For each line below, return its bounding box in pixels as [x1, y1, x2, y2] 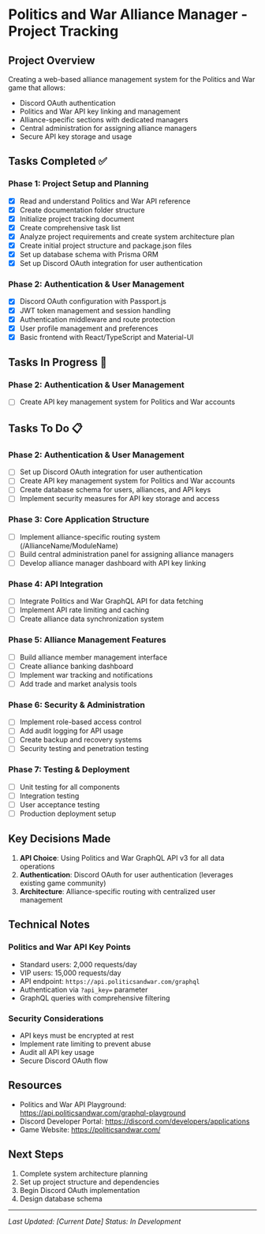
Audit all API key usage [19, 1047, 95, 1056]
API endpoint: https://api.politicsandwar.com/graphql [19, 976, 200, 985]
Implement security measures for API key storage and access [19, 494, 220, 503]
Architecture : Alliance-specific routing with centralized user [19, 886, 216, 896]
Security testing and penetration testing [19, 744, 149, 753]
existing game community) [19, 878, 106, 888]
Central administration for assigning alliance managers [19, 124, 197, 133]
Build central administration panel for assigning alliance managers [19, 549, 234, 559]
